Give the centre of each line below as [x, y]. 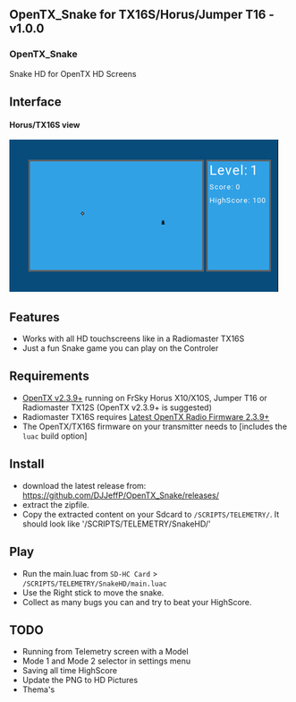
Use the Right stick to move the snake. [93, 592]
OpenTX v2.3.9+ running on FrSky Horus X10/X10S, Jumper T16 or [145, 398]
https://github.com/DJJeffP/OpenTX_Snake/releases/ [120, 495]
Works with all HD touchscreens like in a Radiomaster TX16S [133, 338]
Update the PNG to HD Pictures [80, 681]
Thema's [38, 689]
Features [34, 317]
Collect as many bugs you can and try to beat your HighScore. [137, 602]
